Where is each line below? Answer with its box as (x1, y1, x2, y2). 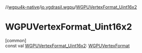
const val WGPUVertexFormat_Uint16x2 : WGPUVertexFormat (5, 43, 130, 49)
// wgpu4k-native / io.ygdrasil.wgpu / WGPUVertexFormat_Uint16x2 (5, 4, 137, 10)
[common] (5, 37, 26, 43)
